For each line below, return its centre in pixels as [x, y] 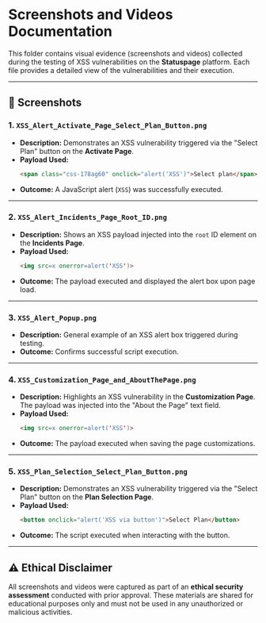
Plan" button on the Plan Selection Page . [87, 497]
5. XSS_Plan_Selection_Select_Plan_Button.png [98, 471]
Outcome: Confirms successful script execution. [99, 352]
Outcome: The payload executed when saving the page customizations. [137, 444]
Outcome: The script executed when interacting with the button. [125, 535]
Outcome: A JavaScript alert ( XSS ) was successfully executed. [121, 189]
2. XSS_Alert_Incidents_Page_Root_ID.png [88, 217]
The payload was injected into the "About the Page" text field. [120, 406]
